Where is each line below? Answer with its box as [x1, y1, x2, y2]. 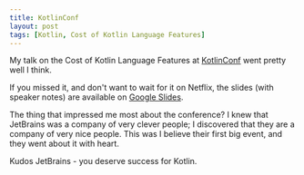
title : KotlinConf [9, 13, 79, 23]
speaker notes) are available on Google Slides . [9, 92, 184, 102]
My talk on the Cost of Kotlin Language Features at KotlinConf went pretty [9, 55, 287, 66]
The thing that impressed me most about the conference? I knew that [9, 110, 269, 121]
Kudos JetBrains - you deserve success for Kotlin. [9, 156, 198, 167]
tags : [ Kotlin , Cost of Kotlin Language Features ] [9, 30, 206, 39]
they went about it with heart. [9, 138, 120, 150]
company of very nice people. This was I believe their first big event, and [9, 129, 283, 140]
